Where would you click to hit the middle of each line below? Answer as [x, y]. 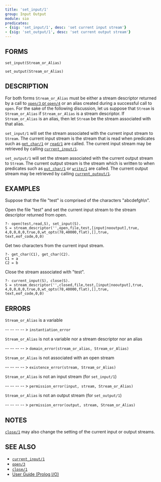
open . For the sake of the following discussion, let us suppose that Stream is [80, 108]
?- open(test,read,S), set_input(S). [43, 224]
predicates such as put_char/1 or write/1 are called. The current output [77, 168]
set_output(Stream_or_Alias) [34, 71]
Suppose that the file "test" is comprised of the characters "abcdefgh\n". [78, 200]
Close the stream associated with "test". [45, 272]
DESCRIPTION [27, 86]
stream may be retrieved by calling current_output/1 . [58, 173]
